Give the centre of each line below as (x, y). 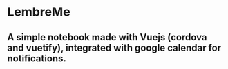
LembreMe (39, 12)
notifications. (37, 58)
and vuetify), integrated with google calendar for (114, 47)
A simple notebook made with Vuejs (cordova (107, 37)
